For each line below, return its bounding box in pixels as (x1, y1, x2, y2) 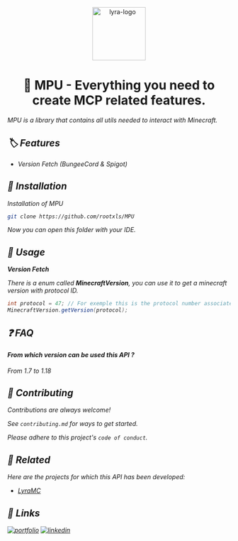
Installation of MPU (7, 199, 64, 207)
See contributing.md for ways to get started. (7, 420, 138, 428)
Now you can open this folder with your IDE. (7, 226, 136, 234)
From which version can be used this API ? (7, 350, 135, 359)
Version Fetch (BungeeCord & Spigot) (17, 160, 127, 168)
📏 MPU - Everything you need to (23, 77, 215, 94)
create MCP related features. (32, 92, 206, 109)
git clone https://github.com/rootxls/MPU (7, 213, 135, 220)
